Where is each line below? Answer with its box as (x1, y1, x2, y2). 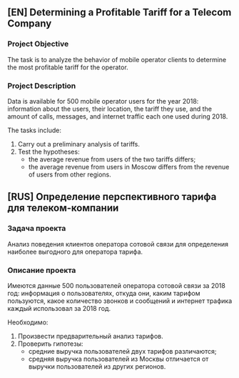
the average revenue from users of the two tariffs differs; (28, 154, 196, 164)
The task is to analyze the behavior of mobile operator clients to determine (7, 55, 227, 64)
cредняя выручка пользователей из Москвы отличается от (28, 354, 209, 363)
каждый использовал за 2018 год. (7, 304, 111, 312)
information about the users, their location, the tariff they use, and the (7, 104, 213, 113)
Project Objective (7, 39, 69, 49)
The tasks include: (7, 126, 62, 134)
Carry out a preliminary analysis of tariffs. (17, 139, 141, 148)
